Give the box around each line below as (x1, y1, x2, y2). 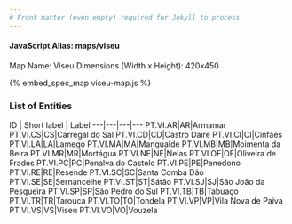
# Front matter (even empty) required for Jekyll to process (9, 12, 241, 22)
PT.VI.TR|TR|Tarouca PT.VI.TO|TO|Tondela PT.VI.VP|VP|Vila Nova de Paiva (9, 196, 283, 206)
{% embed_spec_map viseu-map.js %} (9, 77, 152, 88)
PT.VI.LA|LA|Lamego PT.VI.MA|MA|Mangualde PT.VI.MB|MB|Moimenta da (9, 139, 281, 149)
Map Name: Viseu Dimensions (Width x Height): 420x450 (9, 60, 219, 71)
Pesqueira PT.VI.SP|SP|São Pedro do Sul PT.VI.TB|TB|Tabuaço (9, 186, 239, 196)
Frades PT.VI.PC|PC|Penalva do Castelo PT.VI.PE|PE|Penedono (9, 157, 241, 169)
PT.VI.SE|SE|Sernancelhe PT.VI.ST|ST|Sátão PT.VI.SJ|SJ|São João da (9, 177, 265, 188)
